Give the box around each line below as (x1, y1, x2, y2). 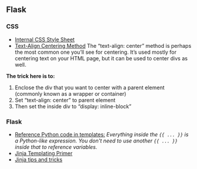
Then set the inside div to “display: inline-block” (14, 103, 132, 110)
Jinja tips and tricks (14, 156, 63, 163)
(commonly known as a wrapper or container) (14, 90, 127, 97)
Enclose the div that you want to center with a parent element (14, 84, 165, 91)
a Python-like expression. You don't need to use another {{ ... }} (14, 137, 178, 144)
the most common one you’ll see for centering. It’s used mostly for (14, 48, 177, 56)
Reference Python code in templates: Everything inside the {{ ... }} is (14, 131, 189, 138)
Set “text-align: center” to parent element (14, 96, 116, 103)
